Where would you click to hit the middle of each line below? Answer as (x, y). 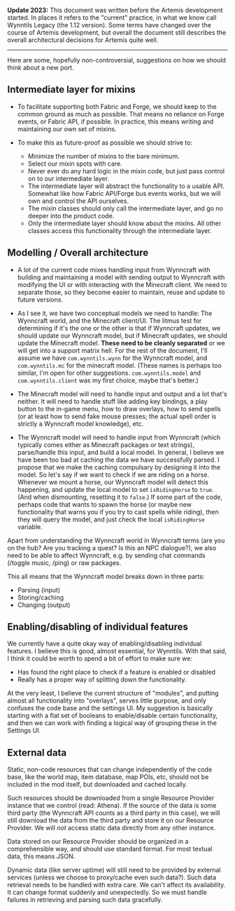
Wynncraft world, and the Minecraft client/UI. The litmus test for (109, 320)
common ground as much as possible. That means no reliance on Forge (121, 114)
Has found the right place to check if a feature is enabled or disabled (116, 672)
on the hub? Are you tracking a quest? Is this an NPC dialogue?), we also (112, 547)
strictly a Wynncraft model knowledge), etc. (80, 423)
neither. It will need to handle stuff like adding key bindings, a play (112, 401)
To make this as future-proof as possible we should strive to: (105, 142)
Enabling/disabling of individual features (98, 627)
